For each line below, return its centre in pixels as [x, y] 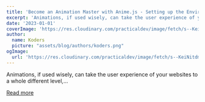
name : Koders [28, 40]
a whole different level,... [37, 81]
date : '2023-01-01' [31, 23]
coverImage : [21, 29]
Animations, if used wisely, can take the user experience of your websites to [102, 74]
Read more [20, 92]
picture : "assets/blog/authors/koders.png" [68, 46]
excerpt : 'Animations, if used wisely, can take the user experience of [101, 18]
